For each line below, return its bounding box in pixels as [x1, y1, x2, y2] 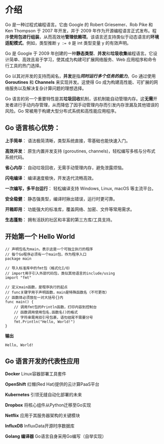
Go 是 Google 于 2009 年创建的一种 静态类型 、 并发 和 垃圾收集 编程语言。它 [5, 50, 153, 56]
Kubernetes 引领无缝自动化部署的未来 [5, 392, 82, 397]
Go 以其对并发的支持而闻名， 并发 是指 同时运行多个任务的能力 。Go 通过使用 [5, 73, 156, 79]
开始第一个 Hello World [5, 232, 75, 241]
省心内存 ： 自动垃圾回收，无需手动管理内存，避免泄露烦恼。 [5, 165, 126, 171]
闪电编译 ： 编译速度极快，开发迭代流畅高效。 [5, 175, 96, 181]
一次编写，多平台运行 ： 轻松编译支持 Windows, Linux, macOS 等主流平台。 [5, 185, 156, 191]
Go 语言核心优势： [5, 123, 61, 132]
